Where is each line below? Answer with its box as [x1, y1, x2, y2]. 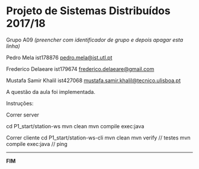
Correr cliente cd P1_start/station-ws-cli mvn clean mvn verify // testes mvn [6, 134, 191, 141]
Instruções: [6, 99, 34, 107]
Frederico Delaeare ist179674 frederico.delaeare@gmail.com [6, 65, 155, 72]
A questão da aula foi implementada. [6, 88, 96, 95]
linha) [6, 43, 21, 50]
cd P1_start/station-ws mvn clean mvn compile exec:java [6, 122, 145, 129]
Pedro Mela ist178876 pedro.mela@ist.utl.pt [6, 54, 113, 61]
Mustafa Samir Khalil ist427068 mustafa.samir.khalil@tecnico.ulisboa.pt [6, 77, 181, 84]
